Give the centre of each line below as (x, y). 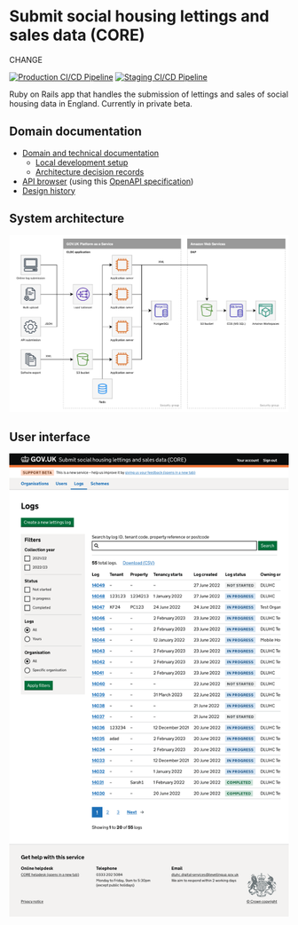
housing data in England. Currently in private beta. (101, 103)
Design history (48, 190)
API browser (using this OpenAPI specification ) (108, 181)
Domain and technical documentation (90, 153)
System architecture (67, 219)
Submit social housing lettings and (139, 16)
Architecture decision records (90, 171)
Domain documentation (75, 132)
